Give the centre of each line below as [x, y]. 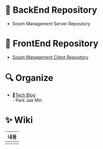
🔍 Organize [29, 78]
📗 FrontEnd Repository [52, 44]
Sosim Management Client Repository [50, 57]
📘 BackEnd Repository [51, 10]
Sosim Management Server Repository [51, 24]
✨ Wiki [19, 120]
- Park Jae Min [27, 100]
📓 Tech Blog [24, 95]
